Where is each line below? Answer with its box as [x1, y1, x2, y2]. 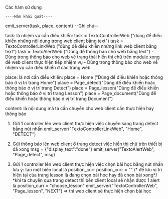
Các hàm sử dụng [5, 5, 42, 10]
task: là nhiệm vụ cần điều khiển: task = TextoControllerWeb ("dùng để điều [5, 33, 162, 38]
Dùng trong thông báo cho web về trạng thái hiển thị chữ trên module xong [5, 54, 160, 60]
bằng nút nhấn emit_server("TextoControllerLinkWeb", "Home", [12, 126, 143, 132]
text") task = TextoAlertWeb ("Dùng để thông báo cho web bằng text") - [5, 49, 154, 54]
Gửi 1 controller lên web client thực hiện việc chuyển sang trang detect [12, 121, 158, 126]
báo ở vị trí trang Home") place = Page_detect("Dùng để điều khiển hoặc [5, 80, 155, 85]
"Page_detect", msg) [12, 152, 55, 157]
